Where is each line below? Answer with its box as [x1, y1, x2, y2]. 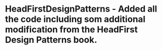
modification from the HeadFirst [5, 24, 138, 35]
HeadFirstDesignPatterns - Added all [5, 3, 158, 15]
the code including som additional [5, 14, 145, 25]
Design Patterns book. [5, 34, 98, 46]
